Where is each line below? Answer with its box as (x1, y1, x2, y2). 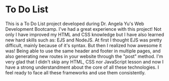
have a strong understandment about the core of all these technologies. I (5, 64, 159, 70)
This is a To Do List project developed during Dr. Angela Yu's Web (5, 21, 144, 27)
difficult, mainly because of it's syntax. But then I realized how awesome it (5, 42, 162, 48)
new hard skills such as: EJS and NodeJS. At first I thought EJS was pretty (5, 37, 162, 43)
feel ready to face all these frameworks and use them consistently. (5, 69, 146, 75)
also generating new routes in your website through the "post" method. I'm (5, 53, 163, 59)
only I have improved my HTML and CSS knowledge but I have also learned (5, 31, 164, 37)
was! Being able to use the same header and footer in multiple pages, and (5, 48, 161, 54)
